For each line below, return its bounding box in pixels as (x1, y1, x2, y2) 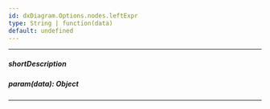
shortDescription (8, 59, 67, 68)
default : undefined (8, 26, 74, 34)
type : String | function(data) (8, 19, 113, 27)
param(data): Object (8, 79, 79, 89)
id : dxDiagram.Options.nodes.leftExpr (8, 11, 138, 20)
